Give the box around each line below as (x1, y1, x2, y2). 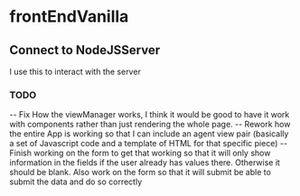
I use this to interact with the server (9, 66, 142, 77)
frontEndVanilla (9, 6, 129, 27)
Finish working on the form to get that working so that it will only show (9, 147, 271, 159)
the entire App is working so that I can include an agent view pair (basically (9, 128, 289, 139)
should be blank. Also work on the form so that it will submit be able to (9, 167, 271, 178)
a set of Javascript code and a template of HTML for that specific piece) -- (9, 138, 287, 149)
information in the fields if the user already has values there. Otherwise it (9, 157, 280, 168)
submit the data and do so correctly (9, 176, 143, 187)
